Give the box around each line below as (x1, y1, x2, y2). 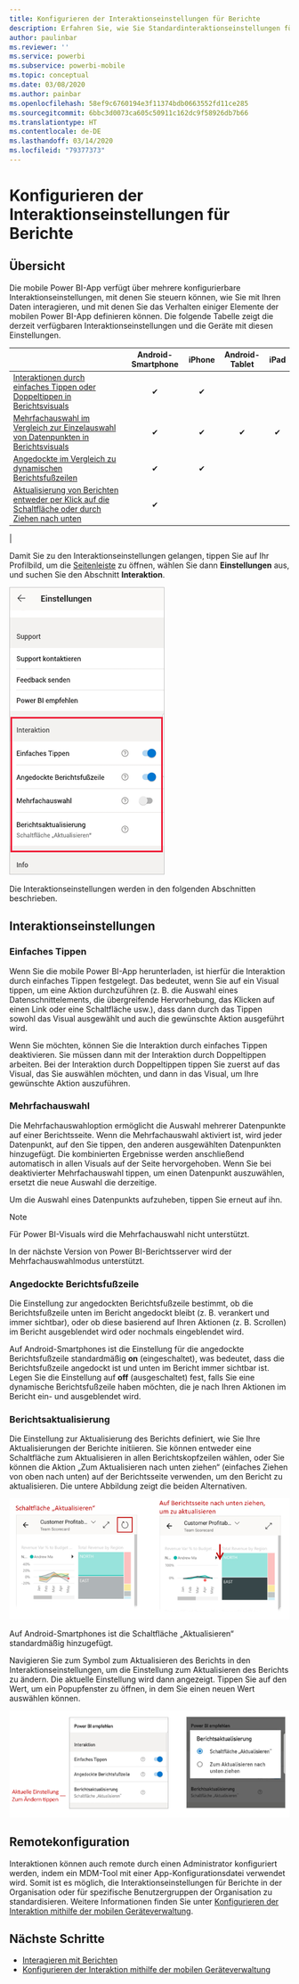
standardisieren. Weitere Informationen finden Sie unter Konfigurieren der (9, 1896, 279, 1906)
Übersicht (9, 258, 66, 274)
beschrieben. (9, 892, 58, 904)
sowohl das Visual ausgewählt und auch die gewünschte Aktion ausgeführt (9, 1012, 285, 1024)
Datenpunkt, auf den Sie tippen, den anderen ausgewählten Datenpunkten (9, 1139, 282, 1150)
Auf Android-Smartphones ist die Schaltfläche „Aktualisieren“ (9, 1627, 234, 1639)
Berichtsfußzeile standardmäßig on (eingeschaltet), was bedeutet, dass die (9, 1353, 285, 1364)
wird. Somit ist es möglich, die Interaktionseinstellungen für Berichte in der (9, 1877, 282, 1888)
